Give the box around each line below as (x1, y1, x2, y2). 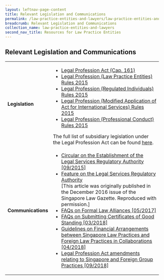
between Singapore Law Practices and (61, 231, 150, 238)
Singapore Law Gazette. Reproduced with (61, 194, 157, 201)
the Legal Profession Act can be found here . (53, 139, 154, 146)
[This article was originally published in (61, 182, 151, 189)
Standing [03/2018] (61, 219, 108, 226)
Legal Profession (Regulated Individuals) (61, 85, 154, 92)
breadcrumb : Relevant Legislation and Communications (5, 21, 117, 26)
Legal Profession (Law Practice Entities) (61, 73, 153, 80)
